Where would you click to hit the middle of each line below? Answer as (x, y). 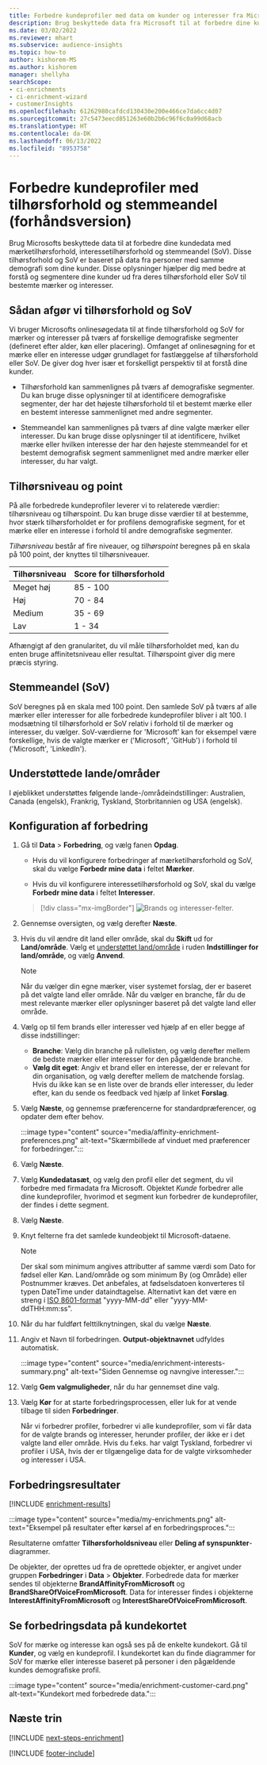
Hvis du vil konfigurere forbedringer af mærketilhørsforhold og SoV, (142, 861)
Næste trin (36, 1719)
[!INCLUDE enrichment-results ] (60, 1504)
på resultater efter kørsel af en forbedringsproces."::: (149, 1528)
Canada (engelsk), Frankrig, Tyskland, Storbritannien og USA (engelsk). (126, 801)
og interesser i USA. (53, 1460)
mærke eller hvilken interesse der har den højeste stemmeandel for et (134, 444)
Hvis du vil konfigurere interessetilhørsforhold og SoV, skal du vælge (144, 884)
